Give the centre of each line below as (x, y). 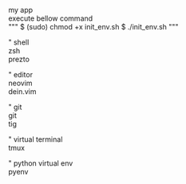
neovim (21, 83)
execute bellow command (51, 18)
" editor (21, 74)
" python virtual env (41, 163)
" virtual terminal (36, 139)
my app (21, 10)
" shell (19, 42)
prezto (19, 59)
